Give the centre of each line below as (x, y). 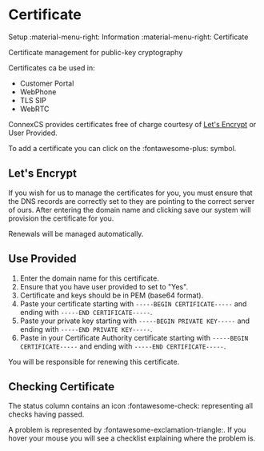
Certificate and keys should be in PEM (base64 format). (112, 295)
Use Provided (43, 259)
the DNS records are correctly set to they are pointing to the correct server (132, 201)
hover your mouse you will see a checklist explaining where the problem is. (132, 438)
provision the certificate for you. (61, 218)
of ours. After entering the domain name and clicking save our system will (130, 210)
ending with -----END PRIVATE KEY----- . (86, 329)
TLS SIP (33, 100)
